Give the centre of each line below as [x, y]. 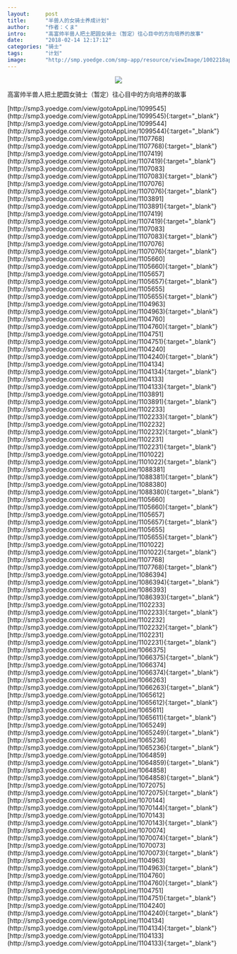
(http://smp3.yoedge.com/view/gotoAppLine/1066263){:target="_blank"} [114, 687]
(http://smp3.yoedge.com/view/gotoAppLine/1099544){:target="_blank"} [114, 131]
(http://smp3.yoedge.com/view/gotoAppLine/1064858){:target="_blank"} [114, 777]
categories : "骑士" [35, 47]
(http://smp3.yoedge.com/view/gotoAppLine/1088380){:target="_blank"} [114, 492]
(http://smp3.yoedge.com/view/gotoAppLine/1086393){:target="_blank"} [114, 597]
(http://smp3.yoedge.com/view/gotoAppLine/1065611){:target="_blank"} [112, 717]
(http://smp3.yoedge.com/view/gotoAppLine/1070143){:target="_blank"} [113, 822]
